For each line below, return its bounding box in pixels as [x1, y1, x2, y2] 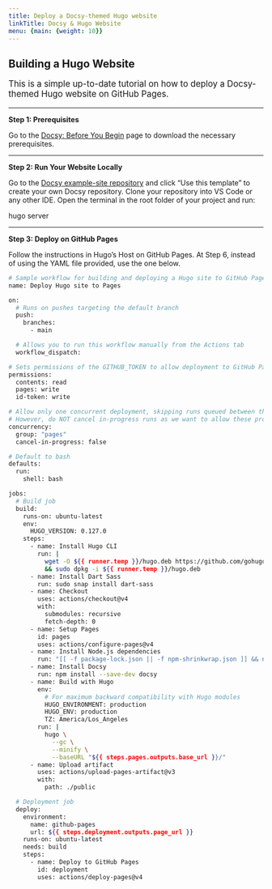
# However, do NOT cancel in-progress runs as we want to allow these [8, 415, 252, 423]
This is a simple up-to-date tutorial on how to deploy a [8, 79, 225, 90]
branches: [23, 319, 57, 327]
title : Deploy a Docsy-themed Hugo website [8, 11, 158, 20]
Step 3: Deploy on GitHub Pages [8, 234, 119, 244]
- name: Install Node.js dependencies [29, 648, 161, 656]
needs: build [23, 843, 67, 851]
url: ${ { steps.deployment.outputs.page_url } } [29, 827, 194, 836]
